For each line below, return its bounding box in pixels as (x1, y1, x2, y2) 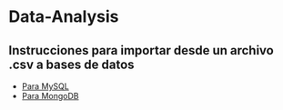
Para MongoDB (21, 91, 79, 101)
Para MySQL (21, 81, 69, 92)
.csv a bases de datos (8, 56, 135, 72)
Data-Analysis (8, 6, 119, 27)
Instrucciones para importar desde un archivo (8, 43, 274, 58)
